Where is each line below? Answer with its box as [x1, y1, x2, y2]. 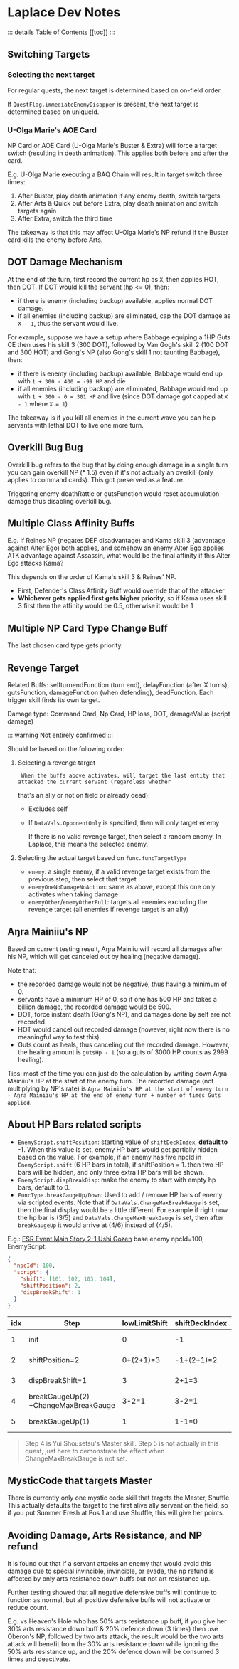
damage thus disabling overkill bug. [7, 497, 112, 505]
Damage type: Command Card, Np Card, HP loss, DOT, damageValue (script [7, 709, 230, 718]
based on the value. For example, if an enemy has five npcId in [17, 1153, 202, 1161]
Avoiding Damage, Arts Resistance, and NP [7, 1529, 203, 1541]
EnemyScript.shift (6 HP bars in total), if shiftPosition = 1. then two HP [17, 1160, 224, 1169]
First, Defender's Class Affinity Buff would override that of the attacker [17, 586, 225, 595]
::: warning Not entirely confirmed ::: [7, 731, 114, 739]
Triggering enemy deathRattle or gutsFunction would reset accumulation [7, 489, 220, 498]
